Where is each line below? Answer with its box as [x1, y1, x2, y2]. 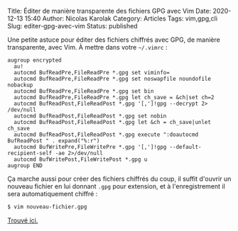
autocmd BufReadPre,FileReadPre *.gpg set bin [13, 88, 154, 95]
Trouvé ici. [7, 216, 38, 225]
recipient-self [7, 150, 53, 157]
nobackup [7, 81, 33, 89]
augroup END [7, 162, 43, 169]
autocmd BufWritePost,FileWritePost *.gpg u [13, 156, 148, 163]
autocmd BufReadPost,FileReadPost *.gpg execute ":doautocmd [13, 131, 199, 138]
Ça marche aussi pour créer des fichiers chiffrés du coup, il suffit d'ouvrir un [7, 174, 232, 183]
